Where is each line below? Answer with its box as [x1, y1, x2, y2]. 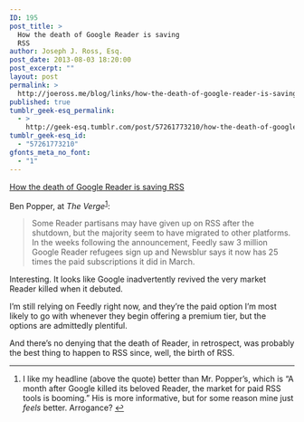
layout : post [9, 72, 59, 82]
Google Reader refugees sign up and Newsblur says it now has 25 [31, 246, 279, 258]
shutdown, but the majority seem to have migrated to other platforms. [31, 227, 291, 238]
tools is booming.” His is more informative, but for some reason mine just [22, 393, 294, 404]
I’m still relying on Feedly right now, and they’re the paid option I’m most [9, 301, 278, 312]
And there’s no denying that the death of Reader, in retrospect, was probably [9, 338, 295, 349]
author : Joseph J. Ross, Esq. [9, 47, 124, 56]
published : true [9, 97, 71, 107]
